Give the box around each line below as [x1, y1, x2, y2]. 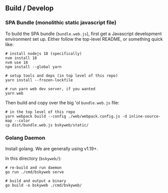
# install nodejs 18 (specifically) [5, 51, 82, 56]
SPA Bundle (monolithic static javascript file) [5, 19, 117, 26]
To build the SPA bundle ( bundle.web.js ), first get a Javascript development [5, 30, 162, 37]
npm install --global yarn [5, 64, 62, 70]
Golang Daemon [5, 134, 45, 141]
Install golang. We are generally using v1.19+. [5, 146, 98, 152]
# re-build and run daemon [5, 165, 62, 170]
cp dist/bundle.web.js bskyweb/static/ [5, 122, 89, 127]
